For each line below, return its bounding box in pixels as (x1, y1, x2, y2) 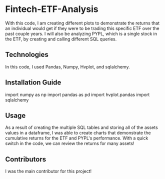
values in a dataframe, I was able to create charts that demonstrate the (5, 130, 151, 136)
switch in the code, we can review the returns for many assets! (5, 140, 134, 146)
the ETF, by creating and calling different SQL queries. (5, 36, 117, 42)
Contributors (5, 155, 46, 163)
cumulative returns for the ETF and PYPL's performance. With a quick (5, 135, 148, 141)
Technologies (5, 50, 49, 59)
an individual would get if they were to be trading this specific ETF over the (5, 25, 159, 31)
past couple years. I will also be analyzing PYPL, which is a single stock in (5, 30, 157, 36)
